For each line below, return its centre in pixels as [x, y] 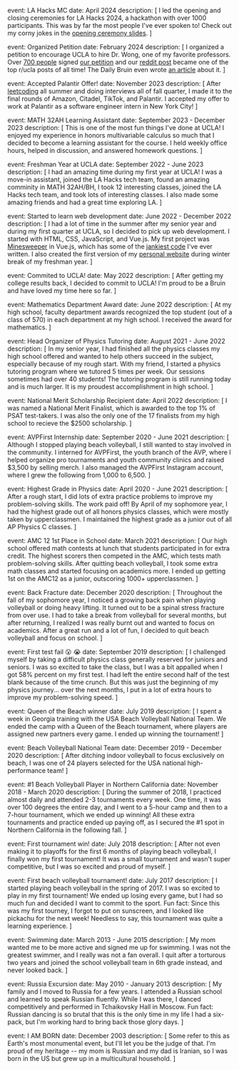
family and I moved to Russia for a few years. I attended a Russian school [115, 991]
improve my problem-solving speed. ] [63, 697]
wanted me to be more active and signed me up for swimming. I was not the [119, 947]
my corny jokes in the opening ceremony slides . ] [80, 33]
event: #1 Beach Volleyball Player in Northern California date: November [113, 784]
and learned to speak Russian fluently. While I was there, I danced [104, 999]
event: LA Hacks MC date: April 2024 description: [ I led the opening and [114, 10]
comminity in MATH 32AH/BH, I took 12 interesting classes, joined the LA [115, 187]
